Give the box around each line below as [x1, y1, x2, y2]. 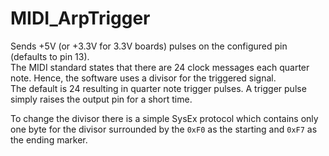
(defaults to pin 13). [10, 50, 90, 62]
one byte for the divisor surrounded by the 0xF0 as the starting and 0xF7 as [10, 123, 318, 135]
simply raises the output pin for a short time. [10, 93, 193, 105]
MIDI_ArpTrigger [10, 7, 151, 30]
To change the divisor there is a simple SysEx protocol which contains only [10, 112, 319, 124]
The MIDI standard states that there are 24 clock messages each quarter [10, 61, 310, 73]
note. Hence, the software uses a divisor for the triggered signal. [10, 72, 277, 84]
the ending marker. [10, 133, 88, 146]
